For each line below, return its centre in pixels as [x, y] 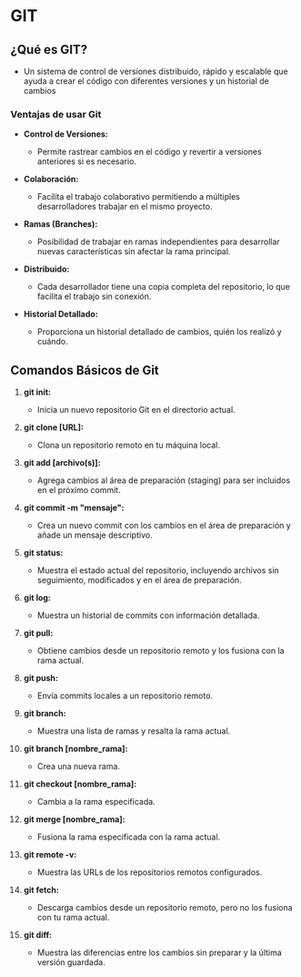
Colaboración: [51, 180]
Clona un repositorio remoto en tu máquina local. [129, 445]
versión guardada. [71, 962]
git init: [37, 392]
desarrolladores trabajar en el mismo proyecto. [125, 207]
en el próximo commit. [79, 490]
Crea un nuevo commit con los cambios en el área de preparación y [164, 526]
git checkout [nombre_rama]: [80, 784]
